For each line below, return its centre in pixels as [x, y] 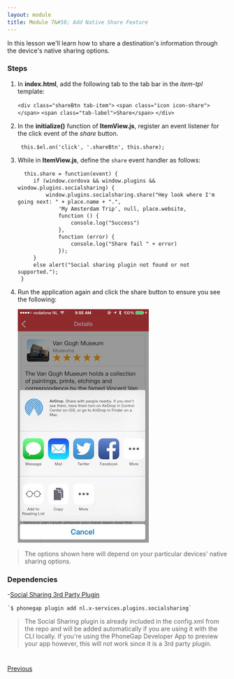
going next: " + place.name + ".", [69, 202]
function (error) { [87, 237]
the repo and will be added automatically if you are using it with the [121, 629]
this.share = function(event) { [71, 174]
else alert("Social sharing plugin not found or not [111, 265]
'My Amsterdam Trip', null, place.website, [123, 209]
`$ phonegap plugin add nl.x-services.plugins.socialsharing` [100, 609]
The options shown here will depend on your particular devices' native [126, 554]
